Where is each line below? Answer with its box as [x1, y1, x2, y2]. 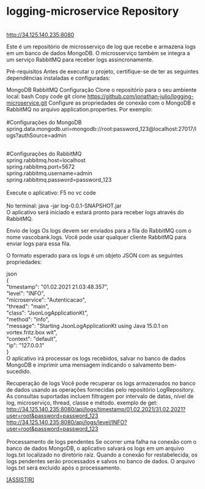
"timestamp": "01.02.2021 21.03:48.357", [6, 283, 109, 290]
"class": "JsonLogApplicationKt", [6, 309, 89, 316]
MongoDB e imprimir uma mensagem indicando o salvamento [6, 361, 162, 368]
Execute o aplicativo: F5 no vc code [6, 189, 96, 196]
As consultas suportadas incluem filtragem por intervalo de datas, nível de [6, 392, 194, 400]
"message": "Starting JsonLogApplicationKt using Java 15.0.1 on [6, 322, 168, 329]
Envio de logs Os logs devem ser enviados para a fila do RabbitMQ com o [6, 226, 192, 234]
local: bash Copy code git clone [6, 92, 86, 100]
